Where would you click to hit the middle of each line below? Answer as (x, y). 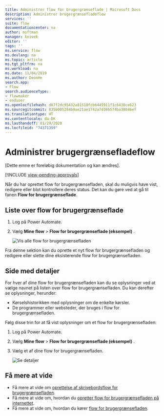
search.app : (17, 82)
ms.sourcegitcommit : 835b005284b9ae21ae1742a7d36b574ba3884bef (71, 110)
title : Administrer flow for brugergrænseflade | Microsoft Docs (73, 10)
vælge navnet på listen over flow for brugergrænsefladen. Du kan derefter (79, 288)
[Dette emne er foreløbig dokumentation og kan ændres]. (63, 165)
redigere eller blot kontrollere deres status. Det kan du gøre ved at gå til (77, 190)
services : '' (18, 19)
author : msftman (21, 32)
